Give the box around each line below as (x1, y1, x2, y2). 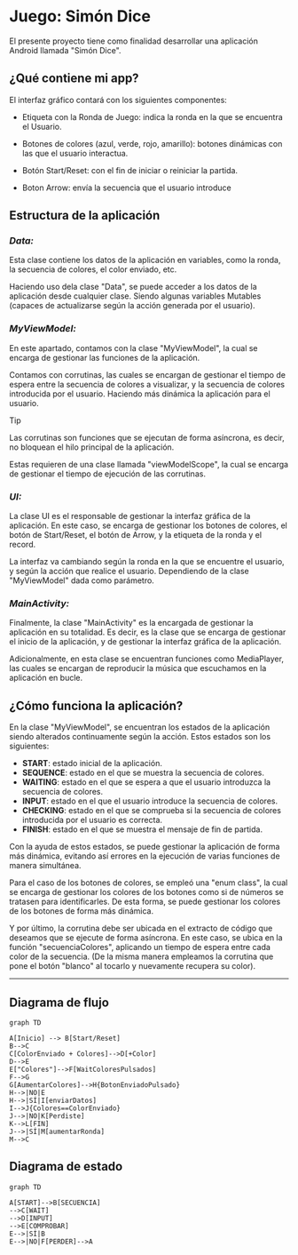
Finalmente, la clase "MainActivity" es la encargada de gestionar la (9, 618, 254, 628)
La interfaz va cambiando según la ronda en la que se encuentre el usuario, (9, 556, 286, 567)
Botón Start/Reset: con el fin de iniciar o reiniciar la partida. (21, 164, 238, 175)
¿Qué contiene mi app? (9, 71, 139, 86)
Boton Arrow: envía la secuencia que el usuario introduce (21, 182, 232, 193)
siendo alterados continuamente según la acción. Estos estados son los (9, 731, 271, 742)
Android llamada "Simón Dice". (9, 44, 122, 55)
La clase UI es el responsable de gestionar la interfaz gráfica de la (9, 511, 251, 522)
